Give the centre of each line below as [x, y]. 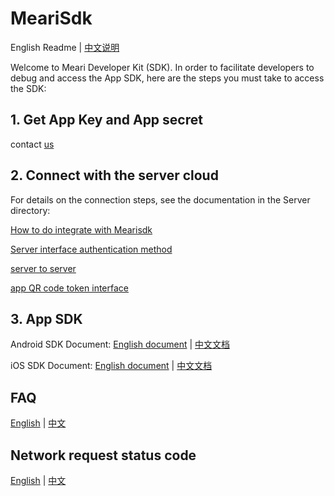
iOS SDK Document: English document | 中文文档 [111, 366]
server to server [43, 268]
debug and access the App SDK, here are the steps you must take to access [167, 78]
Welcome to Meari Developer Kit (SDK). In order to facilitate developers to [162, 67]
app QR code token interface [69, 288]
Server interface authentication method [91, 249]
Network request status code [103, 455]
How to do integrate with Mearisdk [81, 229]
